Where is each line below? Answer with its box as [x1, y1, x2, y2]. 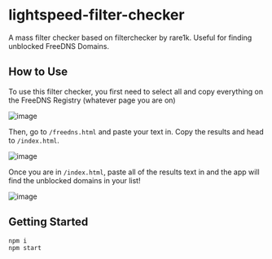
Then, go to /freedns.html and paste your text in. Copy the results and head [8, 126, 264, 136]
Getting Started [8, 215, 89, 229]
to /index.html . [8, 135, 59, 145]
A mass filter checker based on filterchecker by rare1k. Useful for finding [8, 33, 252, 42]
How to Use [8, 65, 68, 79]
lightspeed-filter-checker [8, 6, 185, 24]
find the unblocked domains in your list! [8, 175, 141, 185]
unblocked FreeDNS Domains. [8, 41, 110, 50]
